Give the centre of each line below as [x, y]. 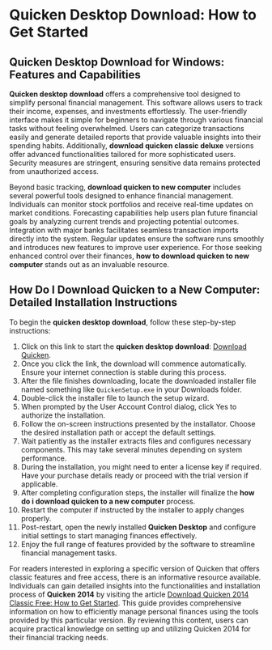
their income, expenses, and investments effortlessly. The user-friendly [128, 111]
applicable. [39, 484]
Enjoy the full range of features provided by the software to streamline [138, 544]
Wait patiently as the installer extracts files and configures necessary [136, 441]
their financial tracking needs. [59, 637]
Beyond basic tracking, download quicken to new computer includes [125, 187]
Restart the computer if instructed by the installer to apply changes [133, 510]
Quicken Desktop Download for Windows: [117, 62]
